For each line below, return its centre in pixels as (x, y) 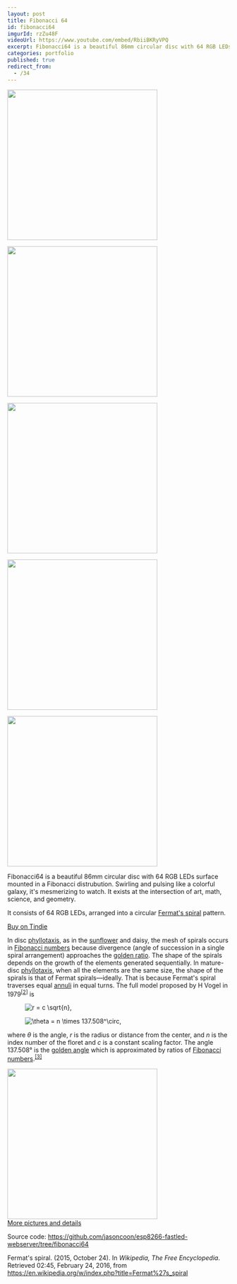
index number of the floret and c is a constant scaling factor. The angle (110, 1043)
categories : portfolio (41, 54)
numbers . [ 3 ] (25, 1058)
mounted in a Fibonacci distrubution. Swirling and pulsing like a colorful (111, 884)
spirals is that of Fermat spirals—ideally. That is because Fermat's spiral (112, 978)
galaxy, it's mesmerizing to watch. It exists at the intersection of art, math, (115, 891)
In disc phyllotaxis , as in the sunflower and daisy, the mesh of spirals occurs (118, 940)
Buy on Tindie (28, 926)
